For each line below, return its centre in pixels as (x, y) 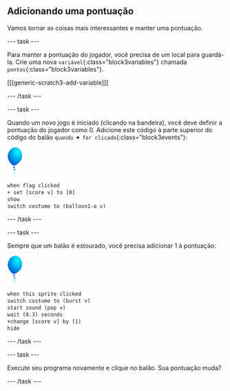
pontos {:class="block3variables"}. (55, 69)
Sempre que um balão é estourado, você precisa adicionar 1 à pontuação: (112, 245)
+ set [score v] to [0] (41, 192)
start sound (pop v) (37, 308)
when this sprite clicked (44, 294)
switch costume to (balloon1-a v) (57, 206)
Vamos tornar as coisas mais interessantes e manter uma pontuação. (105, 28)
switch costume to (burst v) (49, 301)
